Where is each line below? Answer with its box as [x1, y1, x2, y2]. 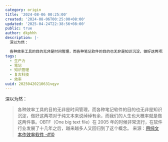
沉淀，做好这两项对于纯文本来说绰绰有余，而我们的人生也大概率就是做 [17, 112, 162, 118]
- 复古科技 [9, 72, 29, 77]
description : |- [5, 35, 39, 40]
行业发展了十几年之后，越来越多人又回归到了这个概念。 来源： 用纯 [17, 125, 155, 131]
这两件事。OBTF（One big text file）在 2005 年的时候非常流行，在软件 [17, 118, 162, 125]
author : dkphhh [5, 30, 37, 35]
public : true [5, 26, 32, 31]
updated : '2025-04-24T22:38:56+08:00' [5, 21, 86, 26]
